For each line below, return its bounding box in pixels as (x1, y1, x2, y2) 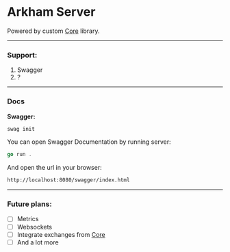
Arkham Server (7, 4, 96, 20)
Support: (7, 50, 38, 60)
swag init (7, 125, 36, 132)
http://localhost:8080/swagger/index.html (7, 177, 130, 184)
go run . (7, 151, 32, 158)
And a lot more (16, 238, 60, 247)
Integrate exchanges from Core (16, 230, 105, 238)
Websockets (16, 223, 53, 231)
